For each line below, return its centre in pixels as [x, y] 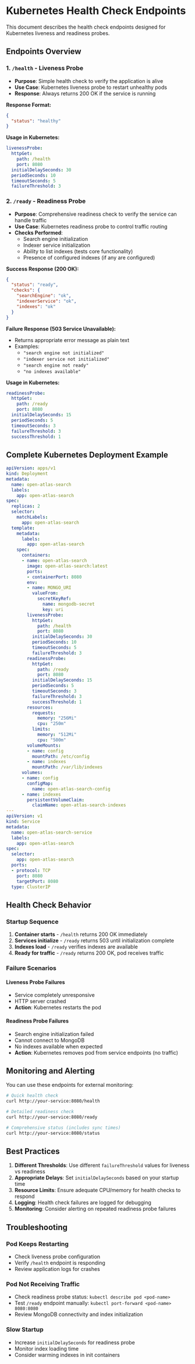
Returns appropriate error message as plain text [72, 340]
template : [23, 528]
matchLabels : [32, 517]
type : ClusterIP [31, 887]
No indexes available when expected [58, 1046]
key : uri [53, 609]
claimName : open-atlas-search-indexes [79, 805]
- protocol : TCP [31, 870]
